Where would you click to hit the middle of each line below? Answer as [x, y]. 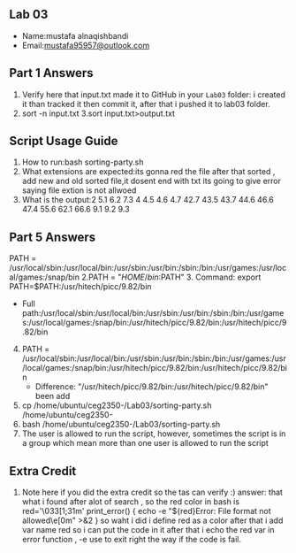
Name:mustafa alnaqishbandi [75, 35]
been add [53, 396]
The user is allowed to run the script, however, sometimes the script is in [154, 434]
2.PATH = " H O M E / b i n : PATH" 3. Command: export [171, 277]
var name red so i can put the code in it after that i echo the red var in [148, 530]
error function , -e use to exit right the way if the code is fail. [131, 540]
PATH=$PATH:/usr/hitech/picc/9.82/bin [80, 287]
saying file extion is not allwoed [79, 190]
